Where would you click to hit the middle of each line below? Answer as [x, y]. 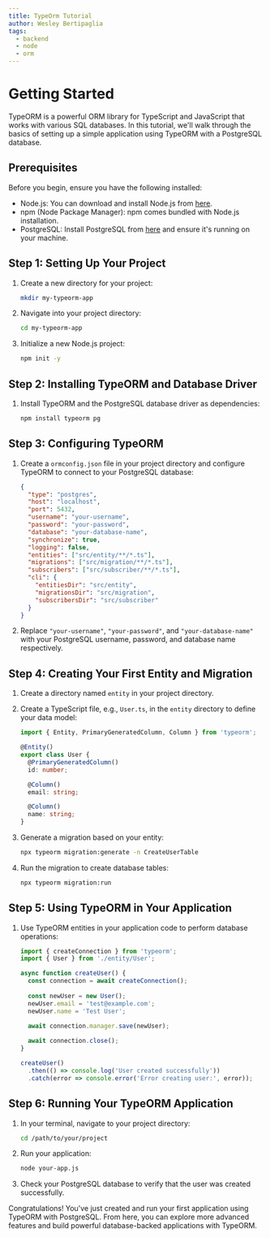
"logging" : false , [59, 547]
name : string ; [51, 814]
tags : [17, 31]
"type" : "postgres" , [62, 494]
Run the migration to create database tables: [94, 867]
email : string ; [54, 792]
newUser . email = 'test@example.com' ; [92, 1003]
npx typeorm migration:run [66, 883]
